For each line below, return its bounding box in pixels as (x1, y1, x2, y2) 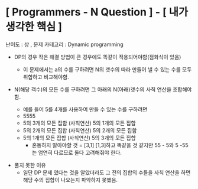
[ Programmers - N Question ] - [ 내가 (5, 5, 189, 19)
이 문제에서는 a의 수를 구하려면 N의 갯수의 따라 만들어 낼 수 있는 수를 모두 (22, 66, 192, 73)
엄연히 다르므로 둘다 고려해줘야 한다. (38, 149, 122, 156)
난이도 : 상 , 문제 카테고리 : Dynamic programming (5, 41, 124, 48)
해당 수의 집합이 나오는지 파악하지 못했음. (22, 176, 118, 183)
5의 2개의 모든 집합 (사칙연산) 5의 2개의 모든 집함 (22, 126, 137, 133)
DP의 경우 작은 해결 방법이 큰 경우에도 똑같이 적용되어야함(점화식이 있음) (14, 53, 181, 60)
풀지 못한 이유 (14, 161, 46, 168)
